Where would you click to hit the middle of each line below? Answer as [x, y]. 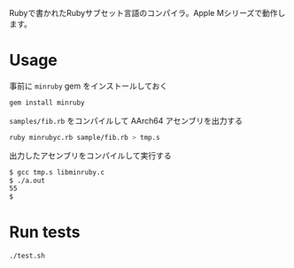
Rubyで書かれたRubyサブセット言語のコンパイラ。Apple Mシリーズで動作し [147, 13]
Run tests [45, 232]
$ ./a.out [27, 180]
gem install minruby [47, 103]
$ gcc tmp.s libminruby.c [57, 172]
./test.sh [27, 256]
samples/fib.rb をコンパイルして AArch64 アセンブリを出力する [126, 120]
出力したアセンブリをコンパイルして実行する [90, 155]
